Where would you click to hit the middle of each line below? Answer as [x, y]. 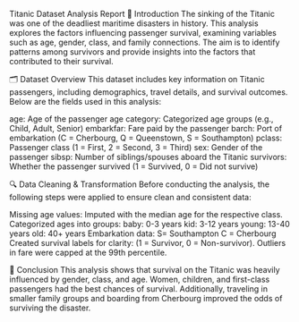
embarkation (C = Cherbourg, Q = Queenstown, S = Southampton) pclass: [146, 138]
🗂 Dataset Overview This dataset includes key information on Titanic [137, 79]
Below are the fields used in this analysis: [85, 102]
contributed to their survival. [61, 61]
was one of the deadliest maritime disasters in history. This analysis [134, 23]
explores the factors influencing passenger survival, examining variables [143, 33]
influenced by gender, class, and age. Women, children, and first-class [140, 279]
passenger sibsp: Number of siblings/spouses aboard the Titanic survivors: [148, 157]
